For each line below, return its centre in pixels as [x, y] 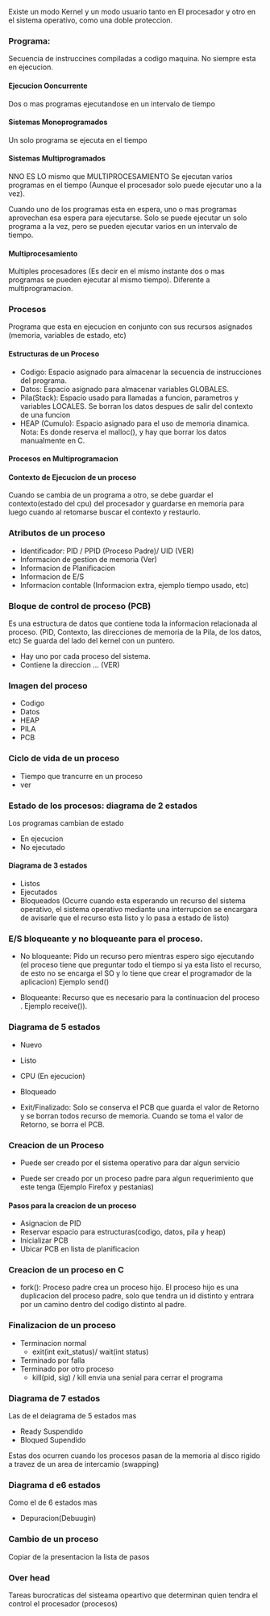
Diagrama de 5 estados [54, 1027]
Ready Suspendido [51, 1431]
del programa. [43, 380]
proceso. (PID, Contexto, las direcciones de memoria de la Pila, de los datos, [135, 632]
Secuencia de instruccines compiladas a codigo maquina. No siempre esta [132, 59]
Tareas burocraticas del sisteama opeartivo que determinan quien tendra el [133, 1595]
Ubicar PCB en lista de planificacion [79, 1249]
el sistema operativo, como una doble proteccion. [91, 20]
